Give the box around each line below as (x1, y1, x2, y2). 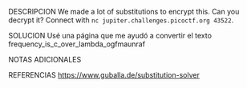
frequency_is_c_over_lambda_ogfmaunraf (8, 39, 146, 49)
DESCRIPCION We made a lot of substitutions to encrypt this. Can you (8, 7, 240, 16)
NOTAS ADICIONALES (8, 55, 82, 64)
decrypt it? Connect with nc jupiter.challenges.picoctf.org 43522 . (8, 15, 234, 25)
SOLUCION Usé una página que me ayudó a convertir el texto (8, 31, 213, 40)
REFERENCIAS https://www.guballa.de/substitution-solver (8, 70, 200, 79)
